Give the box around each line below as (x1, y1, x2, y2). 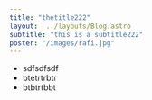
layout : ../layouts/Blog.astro (9, 22, 131, 31)
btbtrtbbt (22, 82, 56, 93)
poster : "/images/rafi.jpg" (9, 38, 116, 48)
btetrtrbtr (22, 73, 57, 84)
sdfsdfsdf (22, 63, 59, 74)
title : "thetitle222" (9, 13, 91, 23)
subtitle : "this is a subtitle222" (9, 30, 144, 39)
